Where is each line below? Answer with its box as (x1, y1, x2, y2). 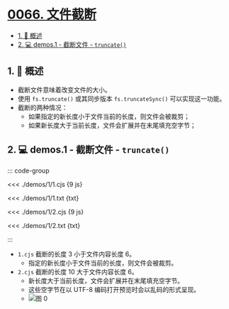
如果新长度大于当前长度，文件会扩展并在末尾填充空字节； (28, 121, 196, 129)
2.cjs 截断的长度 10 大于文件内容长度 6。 (17, 267, 138, 276)
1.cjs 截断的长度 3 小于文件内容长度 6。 (17, 249, 136, 258)
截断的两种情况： (17, 103, 68, 112)
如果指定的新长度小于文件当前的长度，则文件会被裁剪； (28, 112, 190, 121)
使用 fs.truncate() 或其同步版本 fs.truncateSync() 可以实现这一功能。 (17, 94, 226, 103)
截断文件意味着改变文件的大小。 (17, 85, 111, 94)
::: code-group (7, 166, 50, 175)
